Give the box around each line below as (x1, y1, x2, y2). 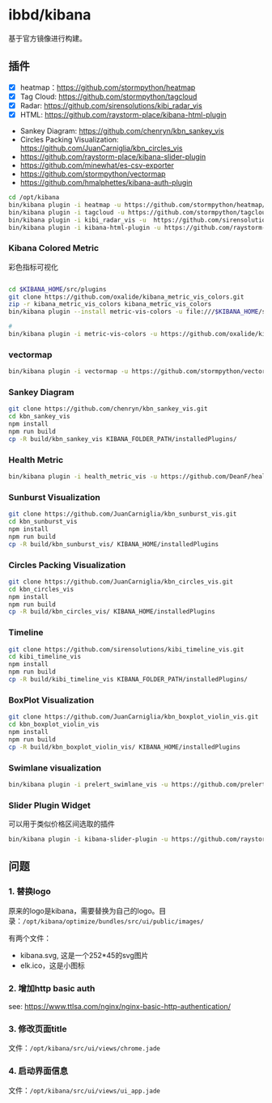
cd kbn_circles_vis (8, 585, 74, 593)
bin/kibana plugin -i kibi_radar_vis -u (8, 216, 147, 224)
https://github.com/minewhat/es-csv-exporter (19, 160, 174, 170)
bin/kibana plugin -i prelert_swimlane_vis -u (8, 780, 168, 788)
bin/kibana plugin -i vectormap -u (8, 367, 129, 375)
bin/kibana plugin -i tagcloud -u (8, 208, 125, 216)
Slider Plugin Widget (8, 800, 91, 811)
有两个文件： (8, 933, 51, 943)
